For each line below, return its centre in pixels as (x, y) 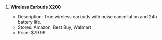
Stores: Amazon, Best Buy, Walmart (54, 27)
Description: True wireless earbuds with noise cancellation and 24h (87, 17)
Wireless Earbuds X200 (35, 7)
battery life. (29, 22)
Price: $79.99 (31, 33)
